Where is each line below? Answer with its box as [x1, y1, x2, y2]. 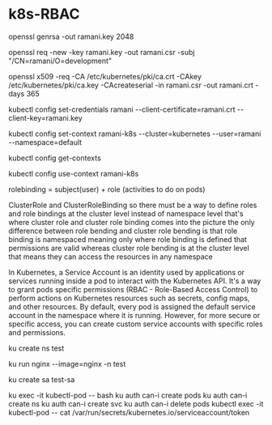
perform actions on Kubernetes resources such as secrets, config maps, [8, 293, 250, 303]
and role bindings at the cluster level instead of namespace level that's [8, 208, 244, 219]
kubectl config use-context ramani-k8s [8, 168, 139, 178]
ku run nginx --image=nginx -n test [8, 359, 126, 368]
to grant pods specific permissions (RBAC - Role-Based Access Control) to [8, 284, 258, 294]
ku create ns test [8, 343, 65, 353]
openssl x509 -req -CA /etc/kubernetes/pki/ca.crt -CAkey [8, 71, 202, 81]
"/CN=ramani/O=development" [8, 56, 112, 66]
